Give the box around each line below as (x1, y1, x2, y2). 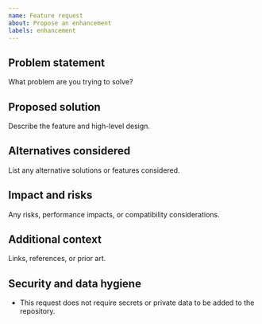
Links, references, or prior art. (8, 254, 106, 263)
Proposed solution (8, 100, 101, 114)
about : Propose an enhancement (8, 19, 112, 27)
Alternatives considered (8, 144, 131, 158)
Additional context (8, 232, 102, 247)
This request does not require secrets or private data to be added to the (19, 298, 255, 307)
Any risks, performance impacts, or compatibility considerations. (8, 209, 220, 219)
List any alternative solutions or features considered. (8, 165, 180, 175)
